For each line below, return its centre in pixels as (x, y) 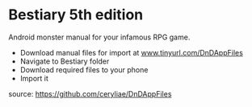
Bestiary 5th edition (76, 15)
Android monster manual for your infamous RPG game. (99, 37)
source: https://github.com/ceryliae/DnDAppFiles (90, 93)
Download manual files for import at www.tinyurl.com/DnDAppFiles (132, 52)
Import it (34, 78)
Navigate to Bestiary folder (65, 61)
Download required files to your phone (84, 69)
